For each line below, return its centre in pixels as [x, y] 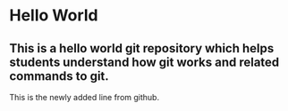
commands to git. [59, 76]
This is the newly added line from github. [84, 97]
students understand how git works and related [144, 62]
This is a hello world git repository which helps [142, 48]
